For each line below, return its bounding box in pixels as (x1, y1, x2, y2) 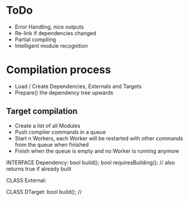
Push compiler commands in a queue (14, 128, 106, 136)
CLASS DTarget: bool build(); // (6, 188, 82, 195)
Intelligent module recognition (14, 42, 88, 49)
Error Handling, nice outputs (14, 23, 84, 30)
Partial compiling (14, 36, 56, 43)
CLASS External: (6, 177, 46, 184)
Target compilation (6, 106, 78, 117)
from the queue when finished (14, 141, 89, 148)
